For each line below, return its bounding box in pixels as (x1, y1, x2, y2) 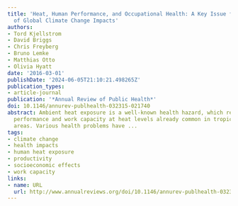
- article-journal (7, 89, 62, 96)
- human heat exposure (7, 149, 74, 156)
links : (7, 175, 27, 182)
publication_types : (7, 83, 65, 90)
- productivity (7, 155, 52, 163)
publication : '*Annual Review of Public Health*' (7, 96, 157, 103)
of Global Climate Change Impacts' (13, 17, 119, 24)
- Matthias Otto (7, 57, 55, 64)
